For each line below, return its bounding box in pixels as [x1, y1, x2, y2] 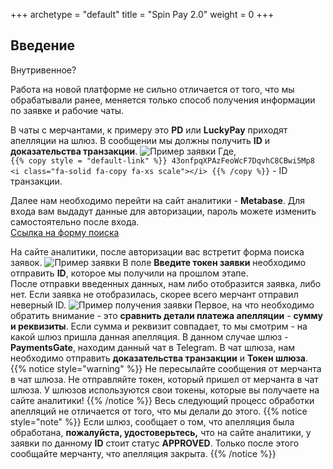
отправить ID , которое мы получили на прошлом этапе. [10, 267, 249, 279]
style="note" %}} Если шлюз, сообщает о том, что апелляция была [10, 415, 295, 428]
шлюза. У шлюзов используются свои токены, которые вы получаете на [10, 384, 320, 396]
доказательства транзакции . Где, [10, 145, 237, 157]
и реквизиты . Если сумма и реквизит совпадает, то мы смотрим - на [10, 320, 308, 332]
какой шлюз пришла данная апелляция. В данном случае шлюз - [10, 330, 289, 343]
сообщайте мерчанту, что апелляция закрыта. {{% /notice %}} [10, 447, 277, 459]
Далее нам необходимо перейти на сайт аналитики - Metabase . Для [10, 194, 306, 206]
